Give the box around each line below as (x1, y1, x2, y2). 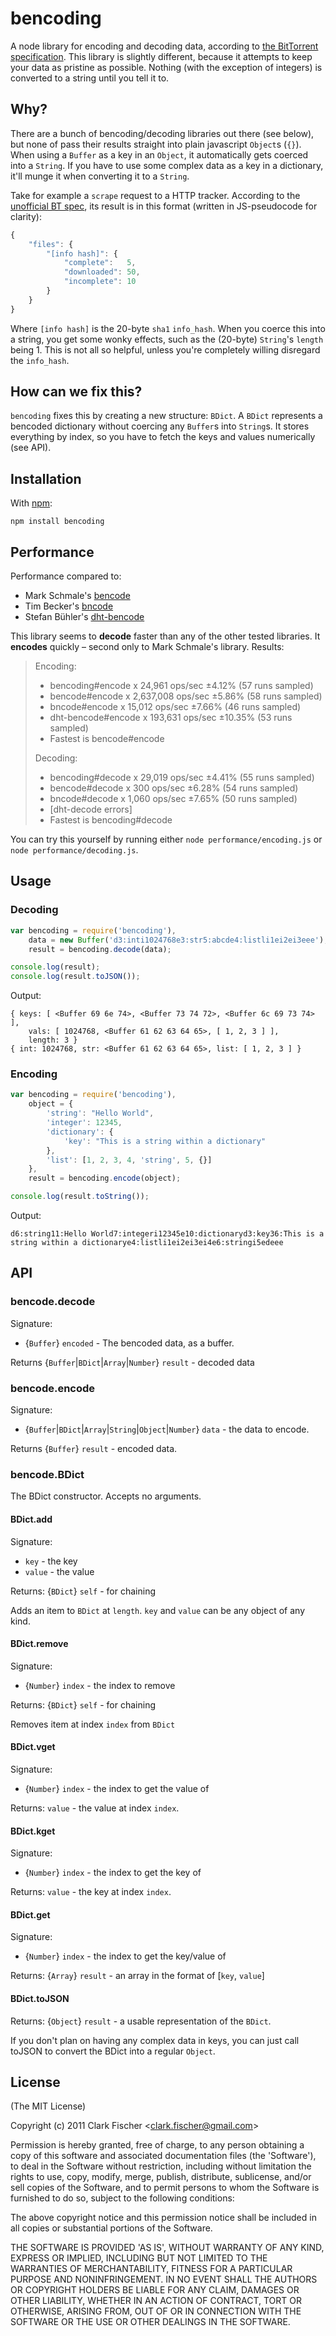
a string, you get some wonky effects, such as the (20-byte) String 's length (10, 333, 324, 345)
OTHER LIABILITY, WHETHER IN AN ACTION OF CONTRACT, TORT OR (10, 2295, 302, 2307)
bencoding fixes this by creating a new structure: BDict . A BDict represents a (10, 410, 323, 422)
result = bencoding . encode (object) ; (28, 1173, 182, 1184)
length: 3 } (28, 1035, 78, 1046)
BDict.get (10, 1908, 51, 1921)
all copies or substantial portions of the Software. (10, 2222, 213, 2234)
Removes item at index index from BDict (10, 1718, 176, 1730)
